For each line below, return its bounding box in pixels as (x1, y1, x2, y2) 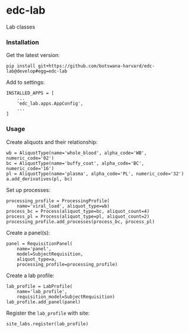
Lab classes (6, 23, 36, 30)
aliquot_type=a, (17, 256, 57, 262)
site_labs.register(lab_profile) (6, 321, 89, 327)
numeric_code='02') (6, 155, 55, 161)
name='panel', (17, 246, 52, 252)
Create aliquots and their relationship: (6, 138, 98, 146)
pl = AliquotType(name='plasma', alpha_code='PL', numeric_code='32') (6, 171, 184, 177)
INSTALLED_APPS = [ (6, 90, 55, 96)
